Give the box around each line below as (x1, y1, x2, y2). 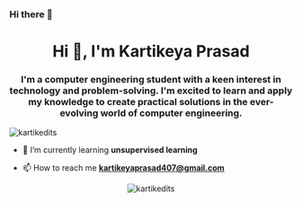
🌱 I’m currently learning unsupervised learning (22, 145, 198, 155)
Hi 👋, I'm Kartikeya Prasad (52, 41, 250, 62)
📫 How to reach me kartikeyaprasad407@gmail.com (22, 162, 225, 173)
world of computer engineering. (100, 107, 243, 119)
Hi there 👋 (9, 8, 54, 21)
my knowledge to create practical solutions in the (28, 96, 249, 109)
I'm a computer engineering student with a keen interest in (21, 74, 281, 86)
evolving (59, 107, 99, 119)
